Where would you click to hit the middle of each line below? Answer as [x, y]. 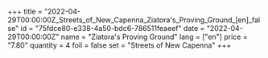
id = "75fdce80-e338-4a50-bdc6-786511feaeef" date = [113, 28]
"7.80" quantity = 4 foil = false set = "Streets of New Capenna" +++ [120, 45]
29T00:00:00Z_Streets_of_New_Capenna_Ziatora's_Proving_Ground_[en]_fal [134, 20]
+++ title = [25, 12]
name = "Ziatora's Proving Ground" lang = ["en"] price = [154, 37]
